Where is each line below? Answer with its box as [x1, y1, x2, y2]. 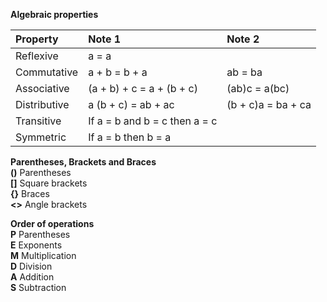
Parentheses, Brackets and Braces [10, 156, 157, 168]
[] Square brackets [10, 177, 88, 189]
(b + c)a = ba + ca [226, 98, 312, 111]
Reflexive [15, 49, 59, 63]
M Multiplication [10, 250, 77, 261]
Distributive [15, 98, 70, 111]
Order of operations [10, 218, 95, 229]
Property [15, 32, 59, 46]
